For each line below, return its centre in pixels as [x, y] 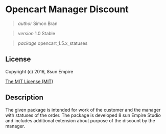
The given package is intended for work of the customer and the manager [83, 110]
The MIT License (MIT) [29, 81]
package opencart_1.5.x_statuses [53, 43]
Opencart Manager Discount [67, 9]
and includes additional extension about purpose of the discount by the [80, 120]
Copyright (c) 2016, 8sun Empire [39, 71]
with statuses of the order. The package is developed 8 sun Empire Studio [83, 115]
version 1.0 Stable [36, 33]
